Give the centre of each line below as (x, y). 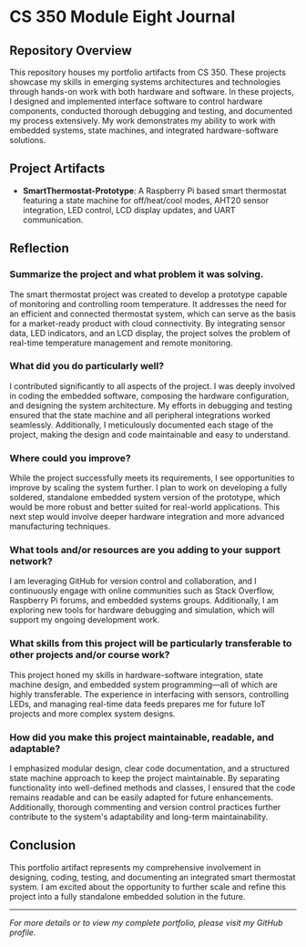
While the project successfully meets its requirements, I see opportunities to (152, 478)
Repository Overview (71, 51)
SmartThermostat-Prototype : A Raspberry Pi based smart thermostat (154, 190)
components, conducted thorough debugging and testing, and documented (151, 111)
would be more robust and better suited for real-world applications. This (145, 507)
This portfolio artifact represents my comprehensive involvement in (135, 867)
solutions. (28, 140)
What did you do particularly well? (87, 366)
